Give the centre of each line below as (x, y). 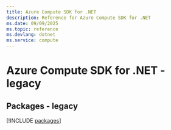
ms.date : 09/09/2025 (33, 23)
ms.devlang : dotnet (31, 35)
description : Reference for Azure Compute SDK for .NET (79, 18)
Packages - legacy (42, 106)
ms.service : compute (33, 40)
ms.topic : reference (33, 29)
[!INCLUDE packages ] (34, 121)
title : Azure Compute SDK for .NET (51, 12)
